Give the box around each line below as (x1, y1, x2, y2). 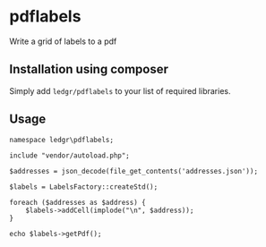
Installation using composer (9, 62, 168, 77)
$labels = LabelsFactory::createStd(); (9, 182, 159, 192)
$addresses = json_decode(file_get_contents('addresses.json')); (9, 166, 258, 175)
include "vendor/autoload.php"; (9, 150, 130, 160)
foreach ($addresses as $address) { (9, 198, 146, 207)
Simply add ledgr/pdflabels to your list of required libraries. (9, 85, 231, 96)
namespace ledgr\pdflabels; (9, 135, 115, 144)
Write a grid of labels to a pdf (9, 36, 117, 47)
